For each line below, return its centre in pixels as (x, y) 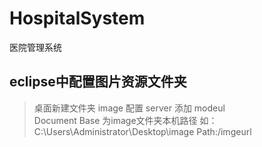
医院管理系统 (35, 47)
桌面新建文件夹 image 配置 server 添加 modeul (129, 108)
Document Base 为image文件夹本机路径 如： (125, 120)
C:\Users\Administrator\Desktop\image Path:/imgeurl (142, 131)
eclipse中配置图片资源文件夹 (98, 82)
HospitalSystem (77, 18)
